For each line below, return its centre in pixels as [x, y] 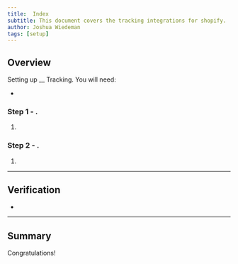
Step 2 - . [23, 145]
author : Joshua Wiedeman [44, 27]
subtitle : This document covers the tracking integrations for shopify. [117, 21]
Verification [34, 190]
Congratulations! [32, 253]
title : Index [28, 14]
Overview [29, 62]
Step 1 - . [23, 111]
